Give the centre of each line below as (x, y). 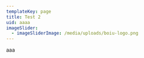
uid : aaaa (18, 22)
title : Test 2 (24, 17)
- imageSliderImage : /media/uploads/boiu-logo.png (75, 33)
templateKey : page (29, 11)
